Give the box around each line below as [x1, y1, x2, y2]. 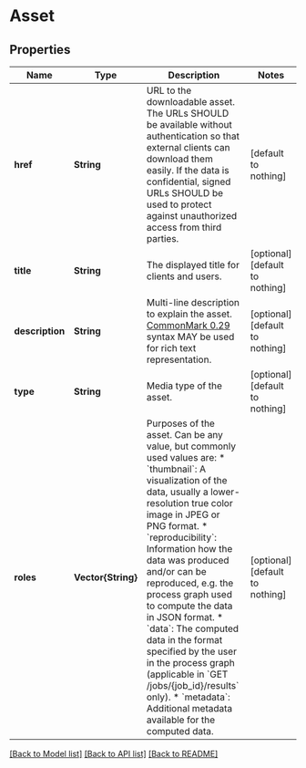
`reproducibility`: [146, 531, 217, 544]
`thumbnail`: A [146, 462, 207, 475]
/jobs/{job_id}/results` [146, 680, 240, 691]
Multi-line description [146, 296, 240, 308]
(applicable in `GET [146, 668, 229, 680]
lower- [210, 485, 240, 498]
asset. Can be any [146, 429, 223, 441]
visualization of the [146, 474, 228, 486]
